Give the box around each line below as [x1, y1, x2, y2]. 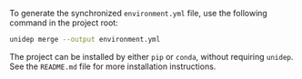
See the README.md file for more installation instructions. [9, 61, 216, 72]
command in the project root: [9, 17, 118, 28]
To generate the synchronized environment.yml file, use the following [9, 8, 268, 18]
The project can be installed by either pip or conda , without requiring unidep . [9, 51, 294, 62]
